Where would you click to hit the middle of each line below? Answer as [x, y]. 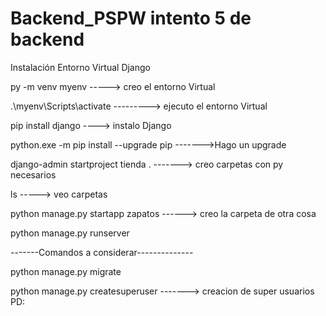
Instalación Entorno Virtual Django [80, 67]
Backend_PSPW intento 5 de [131, 18]
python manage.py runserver [70, 233]
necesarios [33, 174]
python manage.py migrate [66, 271]
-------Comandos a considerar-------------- [102, 252]
